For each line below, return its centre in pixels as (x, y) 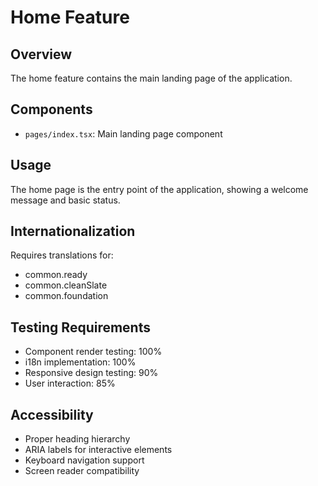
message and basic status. (65, 200)
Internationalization (73, 231)
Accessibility (52, 414)
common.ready (56, 275)
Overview (41, 54)
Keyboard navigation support (84, 460)
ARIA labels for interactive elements (98, 450)
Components (51, 109)
